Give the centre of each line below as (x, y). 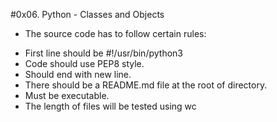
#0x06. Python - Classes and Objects (87, 14)
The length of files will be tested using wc (110, 106)
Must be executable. (67, 95)
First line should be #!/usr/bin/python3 (103, 53)
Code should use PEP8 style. (84, 63)
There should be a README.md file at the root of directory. (146, 85)
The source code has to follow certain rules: (115, 33)
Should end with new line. (78, 74)
